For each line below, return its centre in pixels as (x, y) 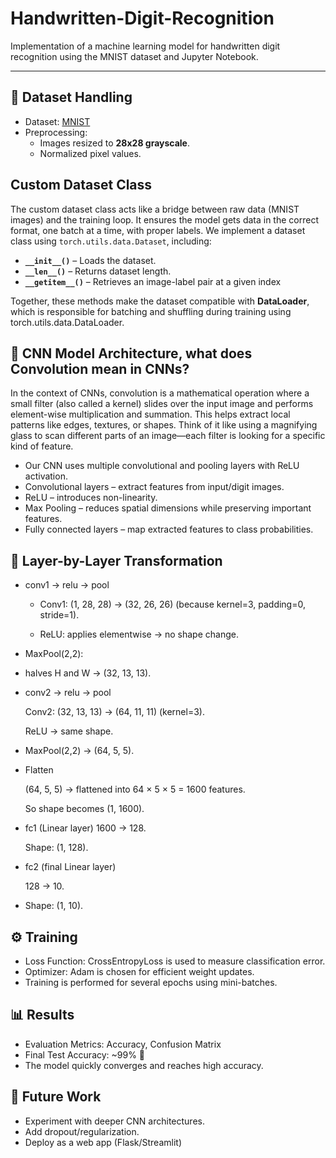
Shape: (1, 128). (56, 848)
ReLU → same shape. (69, 731)
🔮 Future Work (56, 1097)
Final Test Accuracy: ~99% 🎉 (85, 1054)
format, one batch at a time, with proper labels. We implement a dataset (158, 230)
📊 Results (42, 1015)
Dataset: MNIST (57, 121)
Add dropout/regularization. (82, 1131)
